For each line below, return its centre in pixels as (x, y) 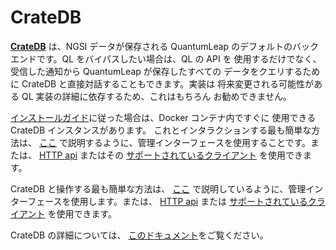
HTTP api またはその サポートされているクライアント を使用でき (170, 155)
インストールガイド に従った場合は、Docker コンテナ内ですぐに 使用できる (163, 117)
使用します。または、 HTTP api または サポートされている (189, 201)
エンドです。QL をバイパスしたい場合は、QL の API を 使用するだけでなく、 (166, 58)
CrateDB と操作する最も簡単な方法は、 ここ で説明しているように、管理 (158, 188)
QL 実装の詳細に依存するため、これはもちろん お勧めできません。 (157, 96)
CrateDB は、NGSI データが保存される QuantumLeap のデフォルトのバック (165, 46)
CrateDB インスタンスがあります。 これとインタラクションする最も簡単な (161, 130)
